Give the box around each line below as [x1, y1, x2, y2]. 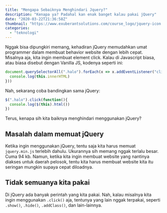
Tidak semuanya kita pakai [5, 178, 90, 187]
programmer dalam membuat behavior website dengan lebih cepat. [5, 49, 143, 55]
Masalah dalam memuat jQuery [5, 130, 104, 138]
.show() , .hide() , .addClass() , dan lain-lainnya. [5, 202, 102, 208]
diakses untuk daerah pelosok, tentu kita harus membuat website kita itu [5, 159, 154, 165]
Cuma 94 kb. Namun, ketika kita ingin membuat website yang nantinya [5, 153, 150, 159]
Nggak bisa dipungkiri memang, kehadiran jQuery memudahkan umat [5, 44, 148, 50]
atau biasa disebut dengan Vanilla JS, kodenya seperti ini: [5, 60, 123, 66]
